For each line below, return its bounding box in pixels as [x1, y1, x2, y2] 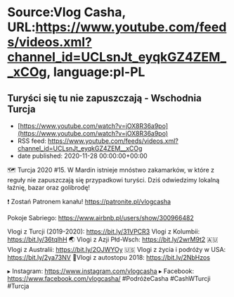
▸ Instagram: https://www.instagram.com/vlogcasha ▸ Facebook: [7, 267, 195, 275]
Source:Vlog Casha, [7, 4, 126, 20]
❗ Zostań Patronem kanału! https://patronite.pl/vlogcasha [7, 198, 171, 206]
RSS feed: [17, 137, 47, 145]
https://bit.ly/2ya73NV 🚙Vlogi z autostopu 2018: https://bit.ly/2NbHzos [7, 253, 211, 261]
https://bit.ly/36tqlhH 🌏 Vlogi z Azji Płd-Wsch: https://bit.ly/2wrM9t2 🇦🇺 [7, 235, 219, 244]
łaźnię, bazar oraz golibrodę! [7, 184, 90, 191]
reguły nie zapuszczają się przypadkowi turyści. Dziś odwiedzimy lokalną [7, 176, 220, 184]
